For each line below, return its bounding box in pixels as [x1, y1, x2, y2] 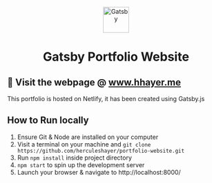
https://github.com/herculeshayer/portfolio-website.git [17, 147, 185, 154]
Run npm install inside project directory [17, 153, 133, 162]
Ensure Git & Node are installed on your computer [17, 133, 159, 141]
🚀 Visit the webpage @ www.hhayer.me [7, 76, 182, 88]
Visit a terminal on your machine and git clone [17, 140, 151, 148]
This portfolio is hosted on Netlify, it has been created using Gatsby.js [7, 95, 205, 103]
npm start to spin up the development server [17, 160, 145, 169]
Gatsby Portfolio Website [42, 49, 190, 65]
